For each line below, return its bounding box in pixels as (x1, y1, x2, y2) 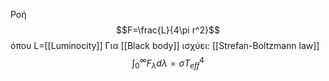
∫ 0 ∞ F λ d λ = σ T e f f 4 (131, 55, 205, 71)
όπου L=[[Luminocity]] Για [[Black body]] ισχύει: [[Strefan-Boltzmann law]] (10, 40, 320, 51)
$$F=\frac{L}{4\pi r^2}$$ (115, 24, 221, 36)
